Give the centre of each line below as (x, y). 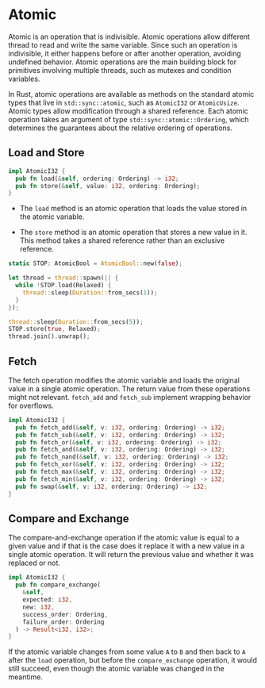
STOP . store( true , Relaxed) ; (55, 329)
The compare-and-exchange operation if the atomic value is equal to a (124, 538)
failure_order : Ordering (63, 622)
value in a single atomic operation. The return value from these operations (129, 388)
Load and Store (46, 153)
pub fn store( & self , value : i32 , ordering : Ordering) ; (108, 186)
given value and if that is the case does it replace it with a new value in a (127, 546)
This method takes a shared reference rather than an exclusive (122, 240)
